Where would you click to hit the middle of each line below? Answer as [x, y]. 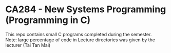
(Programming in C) [48, 20]
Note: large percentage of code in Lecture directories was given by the [80, 40]
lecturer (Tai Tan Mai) [28, 45]
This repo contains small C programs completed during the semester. [79, 34]
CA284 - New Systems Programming [86, 9]
